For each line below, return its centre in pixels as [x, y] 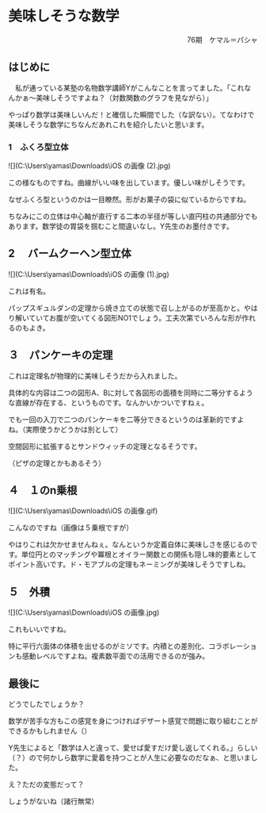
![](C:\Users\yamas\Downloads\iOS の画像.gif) [83, 511]
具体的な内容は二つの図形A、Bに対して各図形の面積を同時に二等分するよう [131, 393]
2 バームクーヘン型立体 [70, 253]
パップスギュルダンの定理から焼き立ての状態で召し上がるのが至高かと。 [126, 308]
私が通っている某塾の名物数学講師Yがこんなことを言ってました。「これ [129, 87]
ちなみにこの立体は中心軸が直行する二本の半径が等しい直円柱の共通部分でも [133, 217]
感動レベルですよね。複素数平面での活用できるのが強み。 [116, 656]
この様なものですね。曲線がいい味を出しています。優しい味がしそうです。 [129, 182]
